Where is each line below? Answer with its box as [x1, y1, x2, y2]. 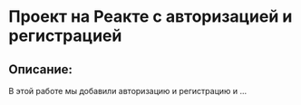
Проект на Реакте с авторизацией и [8, 6, 293, 27]
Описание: [8, 62, 73, 77]
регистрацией [8, 25, 122, 46]
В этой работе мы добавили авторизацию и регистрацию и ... [8, 86, 248, 96]
